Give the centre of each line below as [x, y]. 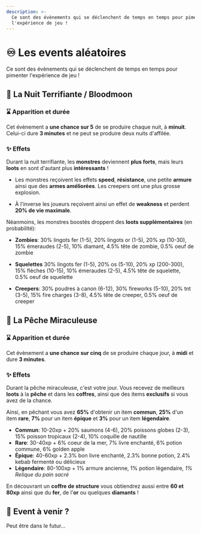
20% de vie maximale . [43, 211]
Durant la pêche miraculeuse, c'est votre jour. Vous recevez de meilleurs [95, 388]
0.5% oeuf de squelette [44, 277]
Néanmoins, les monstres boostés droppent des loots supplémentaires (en [99, 222]
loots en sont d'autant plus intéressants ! [57, 168]
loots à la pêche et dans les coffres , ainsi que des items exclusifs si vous [97, 394]
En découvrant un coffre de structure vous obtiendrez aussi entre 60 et [95, 486]
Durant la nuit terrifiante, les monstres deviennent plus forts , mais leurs [95, 162]
